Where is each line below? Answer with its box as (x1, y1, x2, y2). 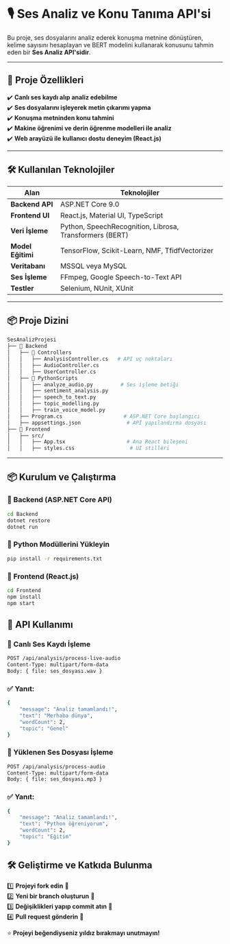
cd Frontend (7, 587, 41, 594)
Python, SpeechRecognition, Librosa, (60, 222, 179, 231)
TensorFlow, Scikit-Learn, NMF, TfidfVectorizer (60, 246, 214, 255)
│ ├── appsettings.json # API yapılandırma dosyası (7, 419, 207, 426)
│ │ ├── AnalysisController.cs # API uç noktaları (7, 355, 173, 362)
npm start (7, 600, 36, 606)
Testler (10, 283, 34, 293)
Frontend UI (10, 211, 50, 220)
